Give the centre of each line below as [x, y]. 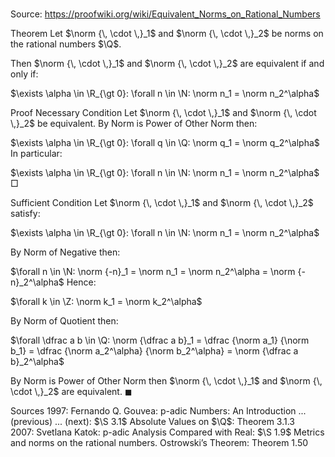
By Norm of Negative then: [65, 252]
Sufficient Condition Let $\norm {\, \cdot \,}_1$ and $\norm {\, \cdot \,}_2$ [162, 203]
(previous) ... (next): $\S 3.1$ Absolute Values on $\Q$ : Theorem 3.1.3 [152, 422]
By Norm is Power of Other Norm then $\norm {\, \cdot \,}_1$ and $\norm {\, [166, 381]
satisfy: [25, 214]
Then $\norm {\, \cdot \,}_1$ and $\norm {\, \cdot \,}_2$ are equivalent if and [167, 64]
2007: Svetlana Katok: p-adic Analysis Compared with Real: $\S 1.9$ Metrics [167, 432]
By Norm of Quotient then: [64, 321]
